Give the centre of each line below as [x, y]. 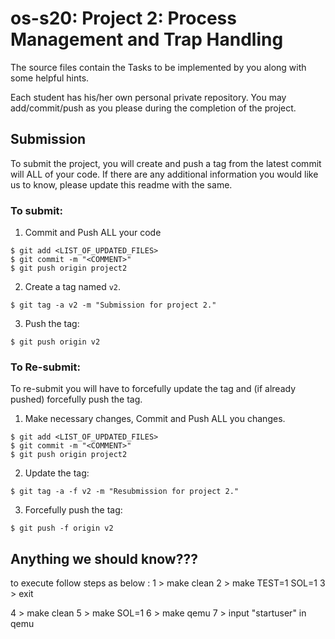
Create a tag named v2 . [73, 287]
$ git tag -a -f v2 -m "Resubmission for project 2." [125, 492]
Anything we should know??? [104, 558]
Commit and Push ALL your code [93, 233]
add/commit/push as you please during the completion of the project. [153, 108]
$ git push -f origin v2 [62, 528]
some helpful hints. [50, 78]
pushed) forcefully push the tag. [76, 399]
